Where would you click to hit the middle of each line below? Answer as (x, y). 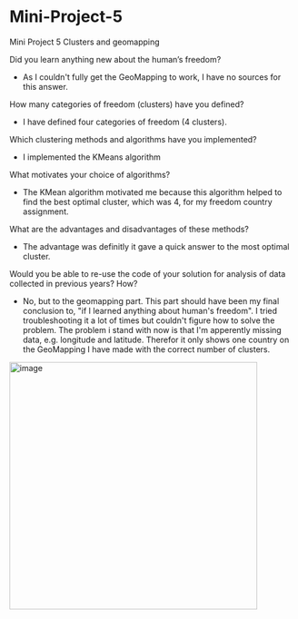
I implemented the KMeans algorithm (92, 157)
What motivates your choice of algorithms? (90, 174)
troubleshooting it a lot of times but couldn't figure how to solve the (149, 320)
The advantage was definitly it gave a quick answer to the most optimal (156, 246)
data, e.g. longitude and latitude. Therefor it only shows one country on (156, 339)
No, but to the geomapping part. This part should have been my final (151, 300)
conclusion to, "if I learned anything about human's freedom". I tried (150, 310)
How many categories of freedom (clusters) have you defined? (127, 104)
